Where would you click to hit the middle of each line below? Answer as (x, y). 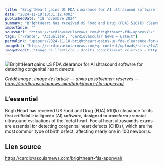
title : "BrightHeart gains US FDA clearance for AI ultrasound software (80, 9)
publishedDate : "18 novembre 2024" (41, 18)
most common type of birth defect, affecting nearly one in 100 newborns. (78, 131)
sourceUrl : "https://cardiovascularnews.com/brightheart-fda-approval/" (80, 32)
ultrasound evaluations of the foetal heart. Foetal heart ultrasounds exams (79, 121)
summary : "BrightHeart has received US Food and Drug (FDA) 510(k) (75, 23)
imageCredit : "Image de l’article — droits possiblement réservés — (76, 50)
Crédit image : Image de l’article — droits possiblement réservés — (72, 79)
